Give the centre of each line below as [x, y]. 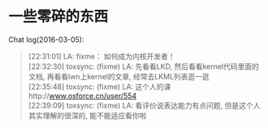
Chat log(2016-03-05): [46, 39]
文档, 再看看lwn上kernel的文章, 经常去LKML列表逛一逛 [119, 76]
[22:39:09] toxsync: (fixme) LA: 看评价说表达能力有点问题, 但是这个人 [144, 105]
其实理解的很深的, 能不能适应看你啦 [87, 115]
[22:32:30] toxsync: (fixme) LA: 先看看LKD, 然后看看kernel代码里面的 [144, 66]
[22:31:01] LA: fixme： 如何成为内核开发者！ [102, 56]
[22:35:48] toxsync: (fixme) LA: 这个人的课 [99, 87]
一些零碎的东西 [58, 17]
